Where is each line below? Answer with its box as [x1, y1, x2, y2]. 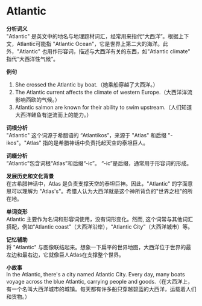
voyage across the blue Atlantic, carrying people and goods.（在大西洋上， [6, 278, 194, 285]
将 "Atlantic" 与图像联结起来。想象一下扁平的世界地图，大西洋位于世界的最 [6, 243, 192, 250]
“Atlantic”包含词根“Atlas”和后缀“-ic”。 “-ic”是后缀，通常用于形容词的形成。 [6, 159, 192, 167]
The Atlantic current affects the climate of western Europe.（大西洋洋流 [14, 88, 193, 96]
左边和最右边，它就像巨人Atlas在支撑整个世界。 [6, 251, 125, 258]
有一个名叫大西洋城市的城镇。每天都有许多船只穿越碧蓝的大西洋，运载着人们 [6, 285, 197, 293]
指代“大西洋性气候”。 [6, 55, 59, 62]
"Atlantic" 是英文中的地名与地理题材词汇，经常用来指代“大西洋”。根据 [6, 32, 179, 40]
